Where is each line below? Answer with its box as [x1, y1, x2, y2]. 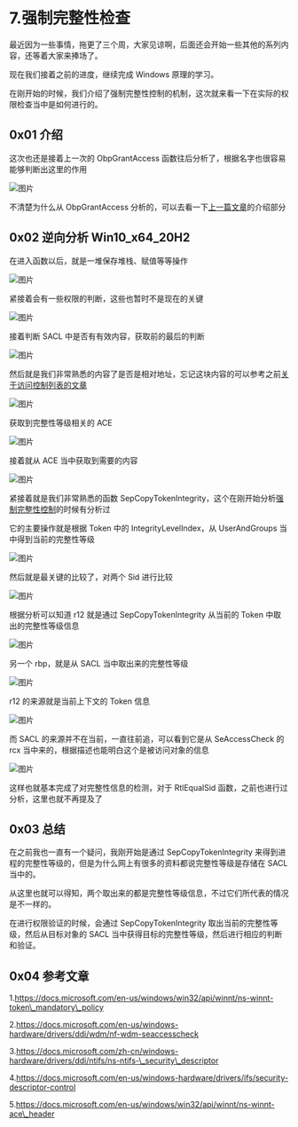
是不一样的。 [9, 899, 56, 910]
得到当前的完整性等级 [16, 533, 95, 544]
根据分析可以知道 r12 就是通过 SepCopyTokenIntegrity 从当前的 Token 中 [9, 609, 274, 619]
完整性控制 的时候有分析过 [16, 503, 111, 515]
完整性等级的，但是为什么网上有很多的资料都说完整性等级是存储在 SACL [24, 858, 288, 869]
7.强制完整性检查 [9, 8, 131, 28]
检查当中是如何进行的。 [16, 99, 103, 109]
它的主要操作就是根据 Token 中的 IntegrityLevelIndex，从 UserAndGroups [9, 523, 278, 533]
